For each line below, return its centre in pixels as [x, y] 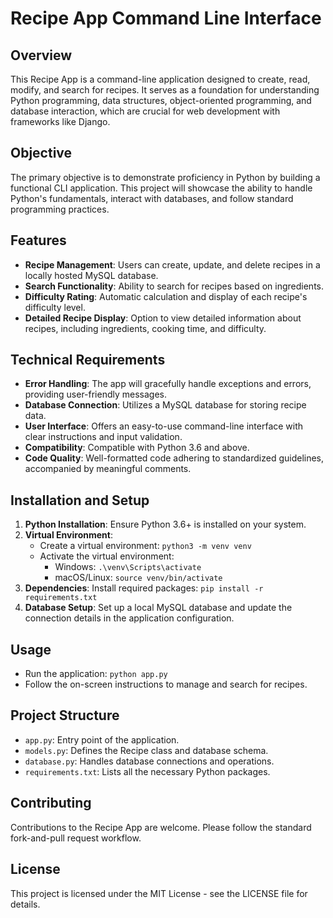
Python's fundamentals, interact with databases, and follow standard [152, 198]
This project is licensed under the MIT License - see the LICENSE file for [159, 893]
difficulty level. [55, 307]
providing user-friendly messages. [96, 394]
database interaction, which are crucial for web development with [145, 111]
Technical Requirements [88, 360]
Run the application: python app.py [96, 674]
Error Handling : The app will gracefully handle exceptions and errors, [168, 384]
